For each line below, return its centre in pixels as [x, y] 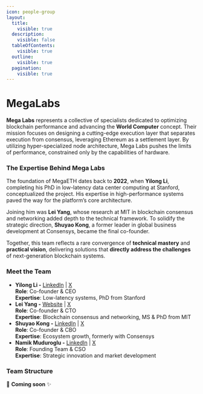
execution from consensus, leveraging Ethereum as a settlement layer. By [98, 140]
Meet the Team [29, 271]
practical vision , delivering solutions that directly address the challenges [99, 250]
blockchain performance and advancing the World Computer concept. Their [101, 127]
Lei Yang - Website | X [43, 304]
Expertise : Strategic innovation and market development [85, 355]
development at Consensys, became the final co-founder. [78, 231]
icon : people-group [31, 12]
